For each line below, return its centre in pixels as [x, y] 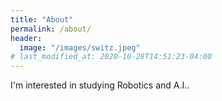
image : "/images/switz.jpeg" [80, 47]
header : [26, 38]
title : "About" [42, 19]
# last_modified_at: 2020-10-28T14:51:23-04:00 [111, 57]
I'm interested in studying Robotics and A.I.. [100, 85]
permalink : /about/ [51, 29]
